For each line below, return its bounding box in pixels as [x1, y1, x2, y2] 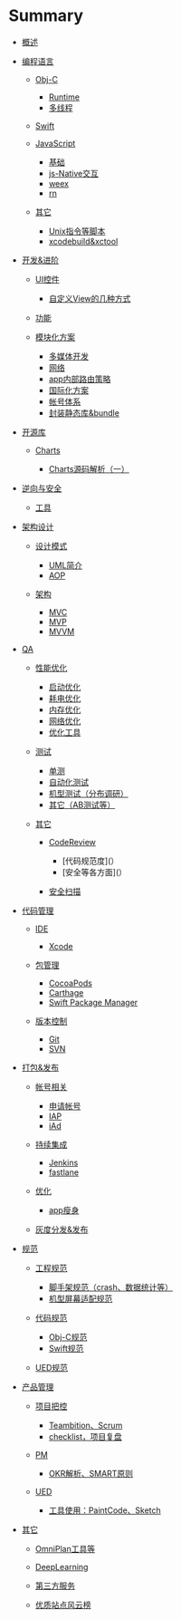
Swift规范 [48, 1343, 84, 1354]
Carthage [48, 987, 84, 997]
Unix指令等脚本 [48, 226, 106, 236]
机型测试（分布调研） [48, 787, 129, 798]
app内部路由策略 [48, 373, 111, 384]
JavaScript [34, 138, 76, 149]
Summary [8, 5, 83, 26]
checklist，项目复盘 [48, 1431, 123, 1441]
